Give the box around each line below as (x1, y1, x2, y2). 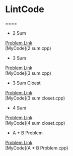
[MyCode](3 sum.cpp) (5, 70, 51, 76)
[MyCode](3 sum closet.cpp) (5, 95, 65, 101)
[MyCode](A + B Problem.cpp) (5, 145, 68, 151)
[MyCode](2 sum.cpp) (5, 45, 51, 51)
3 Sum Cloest (12, 80, 41, 86)
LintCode (5, 4, 44, 15)
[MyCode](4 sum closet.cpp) (5, 120, 65, 126)
